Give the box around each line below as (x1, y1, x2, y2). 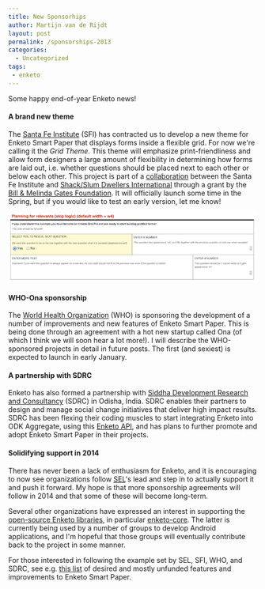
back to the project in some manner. (8, 540, 127, 549)
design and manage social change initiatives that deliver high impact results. (8, 405, 257, 414)
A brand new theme (8, 111, 74, 122)
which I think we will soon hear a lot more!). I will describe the (8, 336, 210, 345)
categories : (8, 46, 47, 55)
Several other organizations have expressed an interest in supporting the (8, 506, 245, 515)
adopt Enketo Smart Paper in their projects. (8, 430, 149, 440)
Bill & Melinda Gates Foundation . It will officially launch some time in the (8, 188, 242, 198)
